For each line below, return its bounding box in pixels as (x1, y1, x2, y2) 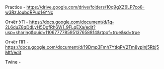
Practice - (5, 4, 26, 10)
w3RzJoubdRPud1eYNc (5, 9, 54, 15)
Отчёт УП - (5, 19, 28, 25)
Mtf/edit (5, 49, 21, 55)
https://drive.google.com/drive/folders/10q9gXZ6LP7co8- (26, 4, 145, 10)
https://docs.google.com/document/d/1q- (29, 19, 114, 25)
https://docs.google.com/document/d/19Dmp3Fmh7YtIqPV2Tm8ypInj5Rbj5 (5, 44, 159, 50)
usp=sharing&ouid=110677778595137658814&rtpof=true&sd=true (5, 30, 140, 35)
